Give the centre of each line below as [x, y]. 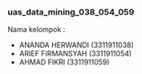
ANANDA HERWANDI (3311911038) [76, 45]
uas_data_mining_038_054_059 [71, 12]
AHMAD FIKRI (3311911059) [64, 62]
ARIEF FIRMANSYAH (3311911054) [75, 54]
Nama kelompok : [37, 30]
